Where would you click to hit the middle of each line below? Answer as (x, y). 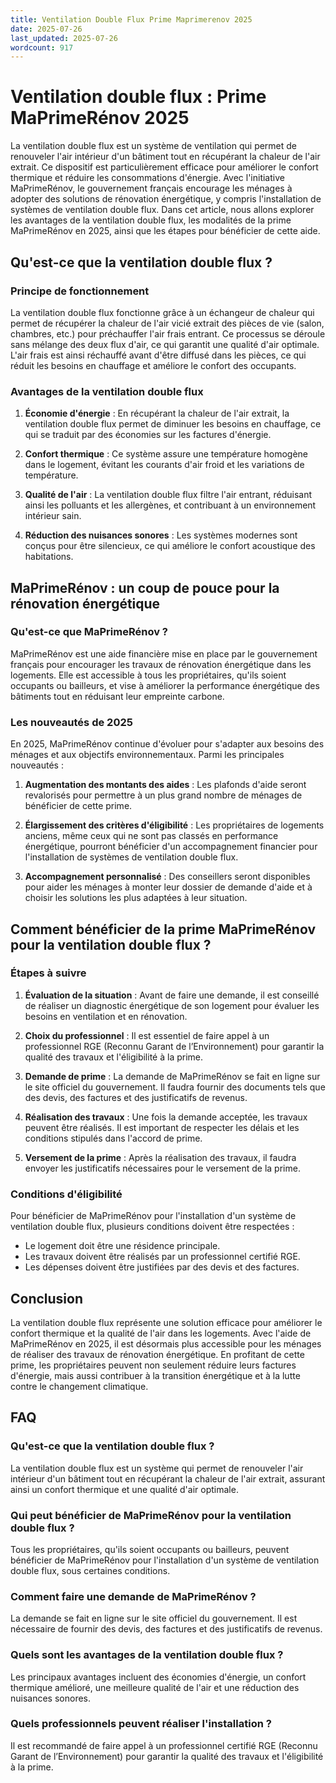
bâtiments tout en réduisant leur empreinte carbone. (117, 696)
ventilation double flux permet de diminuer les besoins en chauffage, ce (173, 424)
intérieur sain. (53, 516)
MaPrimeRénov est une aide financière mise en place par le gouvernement (164, 653)
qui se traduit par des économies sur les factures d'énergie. (148, 435)
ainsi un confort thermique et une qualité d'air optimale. (124, 1489)
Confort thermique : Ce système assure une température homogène (166, 454)
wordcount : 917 (42, 47)
